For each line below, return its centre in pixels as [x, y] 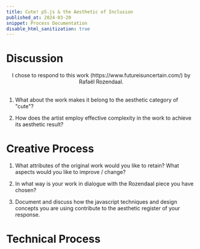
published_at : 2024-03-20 [39, 18]
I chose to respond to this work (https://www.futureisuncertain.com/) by [101, 76]
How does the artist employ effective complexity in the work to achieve [103, 118]
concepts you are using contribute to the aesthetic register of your [97, 209]
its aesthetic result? [39, 124]
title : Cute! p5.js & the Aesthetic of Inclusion [70, 12]
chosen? [26, 190]
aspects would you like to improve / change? [70, 172]
